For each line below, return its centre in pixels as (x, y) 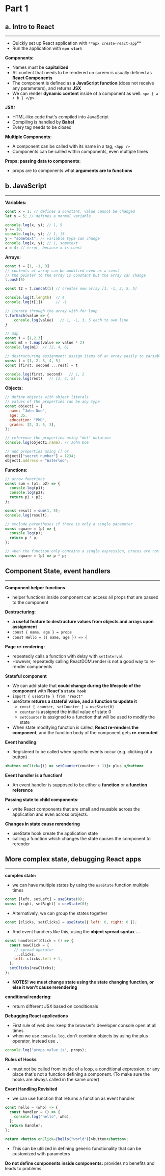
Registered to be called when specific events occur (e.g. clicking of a (82, 751)
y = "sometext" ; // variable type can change (52, 239)
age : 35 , (18, 415)
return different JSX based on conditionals (55, 1006)
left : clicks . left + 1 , (38, 959)
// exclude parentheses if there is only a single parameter (69, 524)
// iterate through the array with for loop (51, 311)
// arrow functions (25, 479)
